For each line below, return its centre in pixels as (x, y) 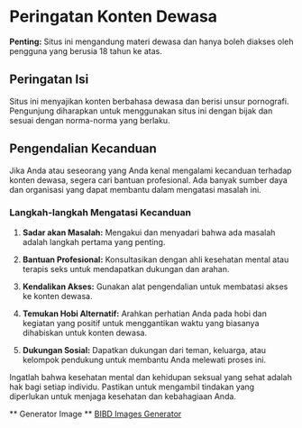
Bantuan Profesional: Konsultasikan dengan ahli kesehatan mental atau (156, 260)
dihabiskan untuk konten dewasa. (84, 332)
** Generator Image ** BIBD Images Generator (96, 414)
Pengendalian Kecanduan (83, 149)
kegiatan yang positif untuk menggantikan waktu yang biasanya (141, 323)
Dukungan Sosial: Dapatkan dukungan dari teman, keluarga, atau (144, 350)
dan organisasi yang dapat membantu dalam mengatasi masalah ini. (135, 189)
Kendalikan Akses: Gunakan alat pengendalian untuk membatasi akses (155, 287)
